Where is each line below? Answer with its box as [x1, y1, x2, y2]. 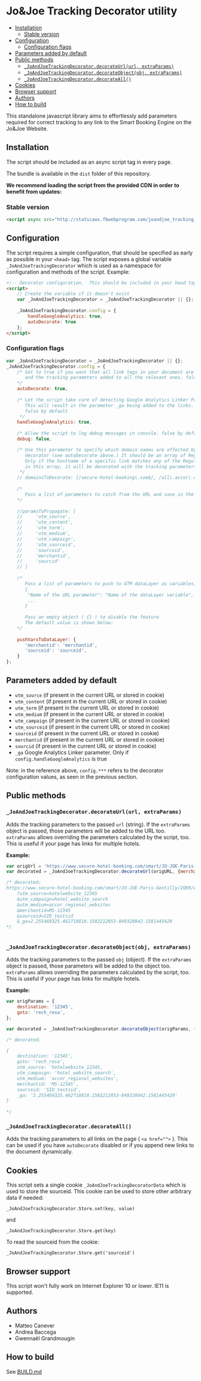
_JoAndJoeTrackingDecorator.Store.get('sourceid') [6, 1250, 135, 1256]
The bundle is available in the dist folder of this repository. [6, 170, 151, 177]
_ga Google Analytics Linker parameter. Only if [14, 748, 129, 756]
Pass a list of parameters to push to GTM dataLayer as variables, [25, 580, 197, 586]
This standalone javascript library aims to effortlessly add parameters [6, 112, 178, 119]
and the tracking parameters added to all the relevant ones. [25, 375, 184, 381]
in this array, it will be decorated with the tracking [25, 463, 167, 469]
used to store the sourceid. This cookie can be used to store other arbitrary [6, 1188, 191, 1195]
